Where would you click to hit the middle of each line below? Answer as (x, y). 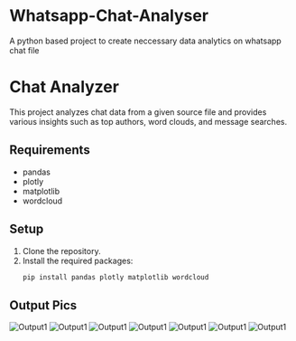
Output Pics (43, 305)
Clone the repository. (61, 251)
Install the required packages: (78, 260)
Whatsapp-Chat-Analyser (109, 16)
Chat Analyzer (65, 87)
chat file (24, 50)
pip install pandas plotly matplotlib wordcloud (116, 277)
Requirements (50, 150)
